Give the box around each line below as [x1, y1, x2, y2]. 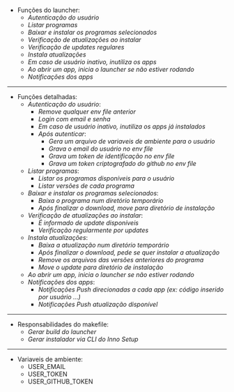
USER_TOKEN [27, 370, 68, 378]
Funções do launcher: [17, 6, 80, 14]
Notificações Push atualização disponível [38, 300, 158, 308]
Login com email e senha [38, 115, 111, 123]
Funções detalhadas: [17, 93, 78, 100]
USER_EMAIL [27, 363, 66, 370]
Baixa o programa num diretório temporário [38, 197, 164, 204]
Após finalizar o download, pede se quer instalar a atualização [38, 248, 220, 257]
